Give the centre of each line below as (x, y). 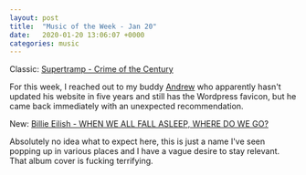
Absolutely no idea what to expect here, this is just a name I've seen (137, 141)
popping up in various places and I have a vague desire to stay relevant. (145, 151)
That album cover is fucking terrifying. (81, 161)
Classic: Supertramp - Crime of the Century (91, 69)
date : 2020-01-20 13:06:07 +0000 (77, 35)
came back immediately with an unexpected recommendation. (127, 107)
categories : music (44, 43)
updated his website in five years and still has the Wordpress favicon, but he (153, 97)
